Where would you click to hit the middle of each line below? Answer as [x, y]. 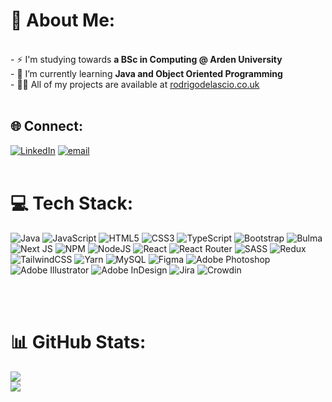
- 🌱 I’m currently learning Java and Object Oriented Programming [146, 73]
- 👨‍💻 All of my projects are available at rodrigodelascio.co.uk [135, 84]
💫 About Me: [63, 20]
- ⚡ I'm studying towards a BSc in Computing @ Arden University [146, 59]
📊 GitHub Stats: [78, 341]
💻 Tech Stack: [72, 203]
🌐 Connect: [46, 126]
